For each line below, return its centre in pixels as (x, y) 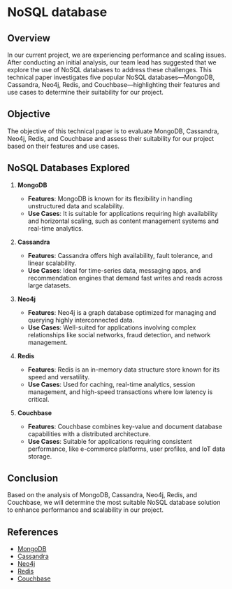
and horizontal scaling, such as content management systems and (123, 221)
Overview (29, 38)
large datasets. (49, 285)
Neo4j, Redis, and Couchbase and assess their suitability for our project (111, 138)
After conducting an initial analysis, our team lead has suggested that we (112, 62)
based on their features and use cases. (64, 146)
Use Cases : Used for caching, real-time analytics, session (111, 384)
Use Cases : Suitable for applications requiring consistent (110, 441)
